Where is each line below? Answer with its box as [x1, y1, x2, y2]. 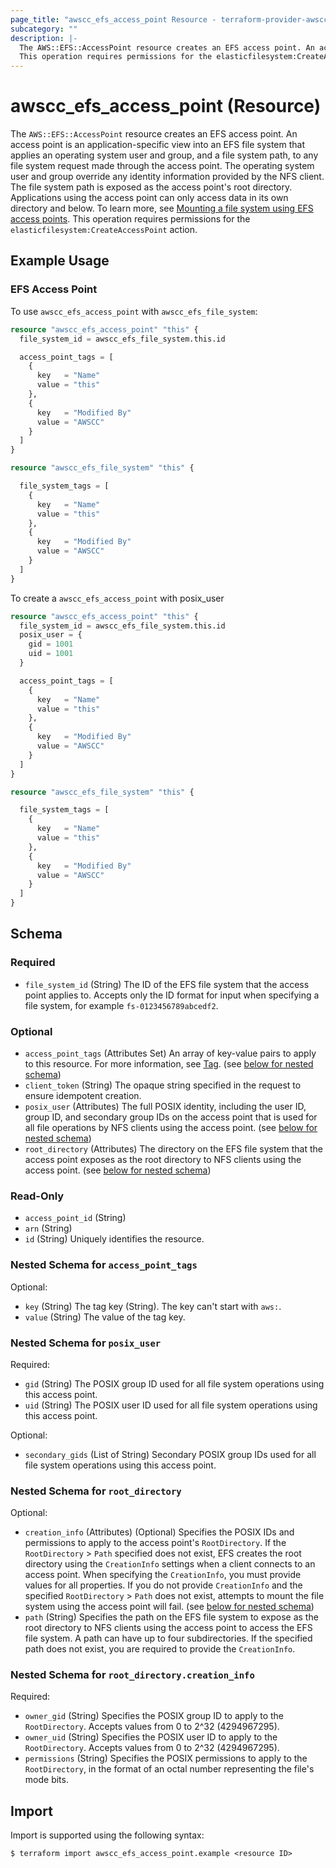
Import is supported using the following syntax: [10, 1829, 205, 1841]
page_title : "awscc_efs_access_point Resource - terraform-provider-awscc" [10, 14, 333, 25]
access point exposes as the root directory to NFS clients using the [24, 1153, 302, 1165]
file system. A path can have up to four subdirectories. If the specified [24, 1632, 313, 1645]
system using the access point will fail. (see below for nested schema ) [24, 1601, 315, 1613]
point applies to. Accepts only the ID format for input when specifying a [24, 989, 320, 1001]
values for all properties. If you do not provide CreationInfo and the [24, 1579, 303, 1591]
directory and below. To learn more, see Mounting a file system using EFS [10, 202, 314, 215]
